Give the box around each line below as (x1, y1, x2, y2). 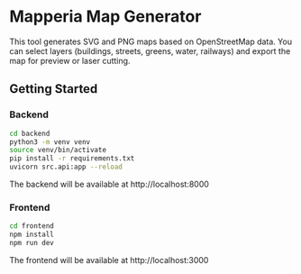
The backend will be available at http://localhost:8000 (9, 178, 210, 189)
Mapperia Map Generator (9, 6, 202, 27)
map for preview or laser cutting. (9, 55, 131, 66)
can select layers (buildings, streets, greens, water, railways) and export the (9, 45, 291, 56)
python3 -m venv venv (9, 137, 91, 146)
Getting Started (9, 81, 98, 96)
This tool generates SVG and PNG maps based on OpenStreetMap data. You (9, 36, 293, 47)
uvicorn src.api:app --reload (9, 162, 123, 172)
